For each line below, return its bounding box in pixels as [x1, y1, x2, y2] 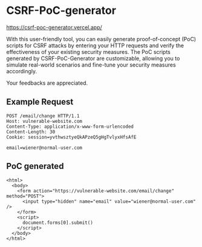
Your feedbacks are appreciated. [6, 79, 88, 87]
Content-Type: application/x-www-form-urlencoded [6, 123, 134, 130]
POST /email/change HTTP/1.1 [6, 113, 80, 119]
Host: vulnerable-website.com [6, 118, 83, 124]
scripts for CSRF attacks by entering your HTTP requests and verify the [6, 42, 184, 49]
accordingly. [6, 67, 37, 74]
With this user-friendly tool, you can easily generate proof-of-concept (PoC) [6, 35, 197, 42]
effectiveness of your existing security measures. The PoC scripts [6, 48, 171, 55]
